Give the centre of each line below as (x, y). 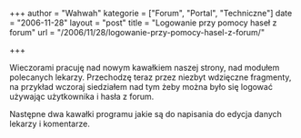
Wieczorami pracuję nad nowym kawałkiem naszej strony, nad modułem (145, 68)
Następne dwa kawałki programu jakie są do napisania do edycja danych (145, 114)
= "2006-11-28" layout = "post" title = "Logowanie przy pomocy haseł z (143, 23)
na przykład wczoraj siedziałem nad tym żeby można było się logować (141, 87)
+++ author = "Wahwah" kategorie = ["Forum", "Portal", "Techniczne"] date (151, 13)
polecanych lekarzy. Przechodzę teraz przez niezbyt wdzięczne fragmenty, (150, 77)
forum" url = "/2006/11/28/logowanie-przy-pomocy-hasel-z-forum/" (137, 32)
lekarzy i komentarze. (50, 123)
